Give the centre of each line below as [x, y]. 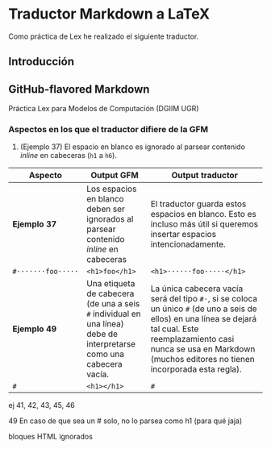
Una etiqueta [110, 284]
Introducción [42, 62]
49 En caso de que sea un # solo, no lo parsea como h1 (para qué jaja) [125, 421]
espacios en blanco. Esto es [203, 214]
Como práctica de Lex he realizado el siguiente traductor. [104, 36]
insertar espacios [183, 235]
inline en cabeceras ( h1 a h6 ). [68, 156]
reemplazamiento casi [192, 339]
